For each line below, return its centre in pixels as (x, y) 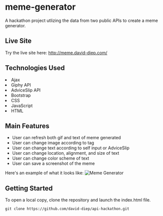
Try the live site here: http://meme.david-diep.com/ (56, 53)
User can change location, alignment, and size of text (65, 153)
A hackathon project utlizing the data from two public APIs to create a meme (81, 20)
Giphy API (21, 85)
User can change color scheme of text (51, 158)
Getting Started (29, 188)
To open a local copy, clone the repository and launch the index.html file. (78, 200)
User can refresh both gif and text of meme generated (66, 138)
